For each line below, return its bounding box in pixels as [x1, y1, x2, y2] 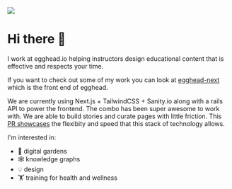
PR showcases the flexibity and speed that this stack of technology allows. [7, 119, 225, 127]
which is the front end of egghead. [7, 83, 108, 91]
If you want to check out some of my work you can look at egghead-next [7, 75, 220, 84]
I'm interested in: [7, 133, 57, 142]
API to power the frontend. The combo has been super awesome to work [7, 104, 220, 113]
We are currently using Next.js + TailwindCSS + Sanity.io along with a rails [7, 96, 224, 105]
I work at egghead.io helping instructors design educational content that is [7, 54, 224, 63]
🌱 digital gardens [17, 147, 67, 155]
